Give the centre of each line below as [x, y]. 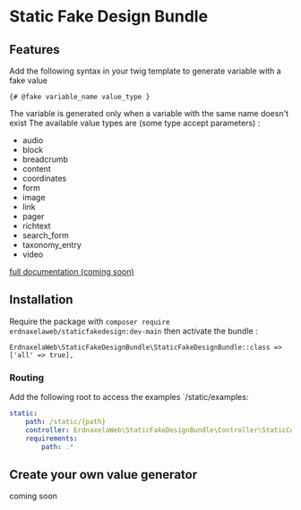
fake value [28, 81]
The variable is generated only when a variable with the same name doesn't [149, 113]
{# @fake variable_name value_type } [80, 97]
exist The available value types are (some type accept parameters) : [135, 123]
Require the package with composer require [90, 321]
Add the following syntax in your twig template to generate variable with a [146, 71]
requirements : [52, 438]
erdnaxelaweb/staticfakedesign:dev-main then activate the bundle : [133, 331]
